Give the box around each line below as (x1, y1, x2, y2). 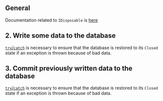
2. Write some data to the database (5, 32, 116, 40)
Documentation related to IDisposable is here (5, 17, 98, 23)
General (5, 4, 31, 12)
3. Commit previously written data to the (5, 64, 133, 73)
